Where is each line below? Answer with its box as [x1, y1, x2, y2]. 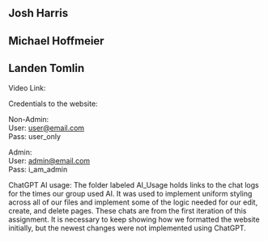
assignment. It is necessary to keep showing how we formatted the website [8, 214, 261, 224]
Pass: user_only [8, 131, 62, 141]
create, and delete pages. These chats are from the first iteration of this [8, 205, 247, 215]
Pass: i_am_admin [8, 164, 68, 174]
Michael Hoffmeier [8, 34, 104, 48]
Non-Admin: [8, 114, 49, 124]
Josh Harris [8, 6, 69, 20]
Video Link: [8, 82, 46, 92]
